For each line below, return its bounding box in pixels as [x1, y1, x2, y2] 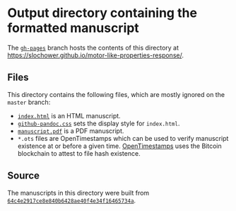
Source [7, 170, 40, 182]
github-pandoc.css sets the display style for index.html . [17, 119, 180, 127]
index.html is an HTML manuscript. [17, 111, 122, 120]
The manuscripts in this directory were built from [7, 188, 150, 197]
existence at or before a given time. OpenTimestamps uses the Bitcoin [17, 142, 223, 150]
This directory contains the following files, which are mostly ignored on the [7, 90, 225, 98]
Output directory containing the [7, 5, 198, 21]
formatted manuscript [7, 20, 139, 36]
